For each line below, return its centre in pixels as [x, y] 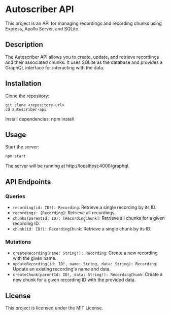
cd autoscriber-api [26, 109]
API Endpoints [28, 182]
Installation [23, 84]
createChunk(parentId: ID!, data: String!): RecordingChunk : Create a [88, 274]
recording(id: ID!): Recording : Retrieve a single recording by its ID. [84, 207]
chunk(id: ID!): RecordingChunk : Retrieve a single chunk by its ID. [82, 228]
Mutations [18, 242]
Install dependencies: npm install [40, 119]
